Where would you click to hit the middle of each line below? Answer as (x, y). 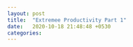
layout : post (26, 13)
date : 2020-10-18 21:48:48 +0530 (59, 26)
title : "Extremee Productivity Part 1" (67, 20)
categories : (24, 33)
